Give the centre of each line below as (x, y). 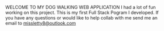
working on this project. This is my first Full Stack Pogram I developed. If (82, 12)
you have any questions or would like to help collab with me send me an (81, 18)
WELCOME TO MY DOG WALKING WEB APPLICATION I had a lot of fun (80, 7)
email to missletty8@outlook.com (41, 23)
